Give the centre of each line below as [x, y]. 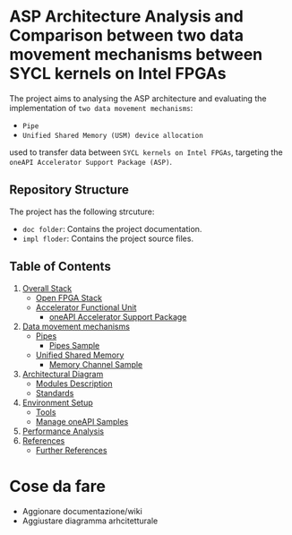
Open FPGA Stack [69, 298]
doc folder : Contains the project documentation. [112, 229]
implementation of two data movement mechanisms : [101, 108]
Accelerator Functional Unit [86, 307]
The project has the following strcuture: [82, 211]
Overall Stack [47, 288]
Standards [55, 393]
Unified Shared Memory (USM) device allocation [112, 135]
